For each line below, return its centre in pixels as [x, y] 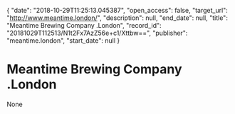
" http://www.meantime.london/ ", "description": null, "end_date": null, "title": [117, 18]
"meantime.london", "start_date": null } [63, 41]
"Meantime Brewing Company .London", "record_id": [84, 25]
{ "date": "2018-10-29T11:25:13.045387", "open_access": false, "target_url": [117, 10]
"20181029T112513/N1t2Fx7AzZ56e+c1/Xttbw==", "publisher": [97, 33]
